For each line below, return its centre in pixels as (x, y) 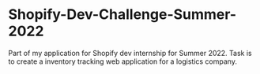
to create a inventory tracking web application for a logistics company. (122, 61)
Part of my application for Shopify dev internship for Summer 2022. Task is (130, 53)
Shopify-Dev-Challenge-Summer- (122, 15)
